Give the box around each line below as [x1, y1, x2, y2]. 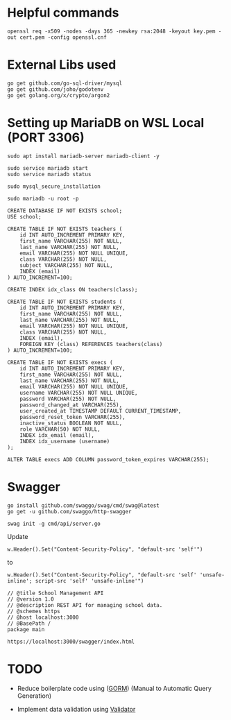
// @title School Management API [7, 590, 104, 597]
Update [7, 532, 29, 540]
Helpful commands [7, 5, 119, 21]
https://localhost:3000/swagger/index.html [7, 638, 135, 645]
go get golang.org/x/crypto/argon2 [7, 92, 110, 98]
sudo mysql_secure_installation [7, 182, 101, 190]
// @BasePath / [7, 619, 51, 627]
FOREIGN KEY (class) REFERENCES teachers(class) [19, 341, 163, 348]
